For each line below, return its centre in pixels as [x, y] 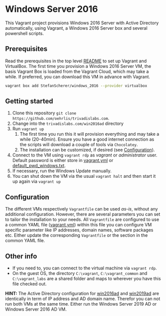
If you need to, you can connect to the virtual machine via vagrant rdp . [84, 268]
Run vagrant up [28, 129]
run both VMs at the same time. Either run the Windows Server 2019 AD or [81, 304]
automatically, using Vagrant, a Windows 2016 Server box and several [76, 28]
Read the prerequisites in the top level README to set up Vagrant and [76, 61]
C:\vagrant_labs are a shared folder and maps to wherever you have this [86, 279]
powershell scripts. [25, 33]
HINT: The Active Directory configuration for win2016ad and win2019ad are [82, 294]
